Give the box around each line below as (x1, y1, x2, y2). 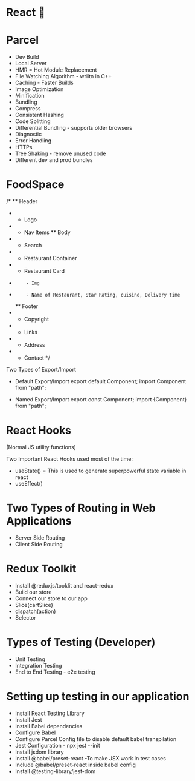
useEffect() (14, 480, 43, 487)
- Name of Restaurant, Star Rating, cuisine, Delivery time (26, 292, 181, 298)
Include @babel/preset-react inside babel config (14, 761, 136, 768)
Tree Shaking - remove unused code (14, 150, 107, 157)
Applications (6, 514, 72, 528)
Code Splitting (14, 118, 51, 125)
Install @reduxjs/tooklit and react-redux (14, 582, 113, 589)
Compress (14, 105, 41, 112)
